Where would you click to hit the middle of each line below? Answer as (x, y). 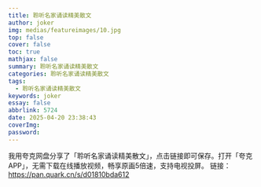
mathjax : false (33, 60)
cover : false (29, 45)
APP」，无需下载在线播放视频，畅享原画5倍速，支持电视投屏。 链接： (119, 165)
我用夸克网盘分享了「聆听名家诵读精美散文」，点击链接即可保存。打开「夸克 (130, 156)
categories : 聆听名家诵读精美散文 (59, 74)
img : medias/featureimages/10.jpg (65, 30)
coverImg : (24, 125)
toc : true (24, 52)
